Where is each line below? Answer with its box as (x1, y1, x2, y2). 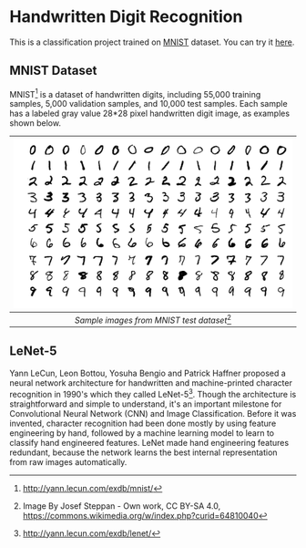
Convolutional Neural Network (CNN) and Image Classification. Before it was (9, 408, 297, 419)
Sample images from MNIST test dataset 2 (74, 313, 232, 326)
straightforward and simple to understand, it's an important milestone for (9, 398, 282, 409)
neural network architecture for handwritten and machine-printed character (9, 377, 293, 388)
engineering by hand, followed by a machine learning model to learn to (9, 427, 275, 439)
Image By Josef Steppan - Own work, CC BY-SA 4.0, (22, 500, 221, 512)
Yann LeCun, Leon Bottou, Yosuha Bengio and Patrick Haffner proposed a (9, 367, 287, 378)
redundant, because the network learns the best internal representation (9, 447, 278, 458)
